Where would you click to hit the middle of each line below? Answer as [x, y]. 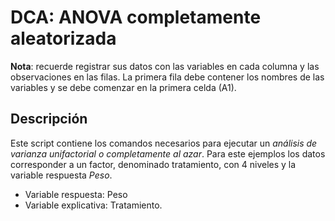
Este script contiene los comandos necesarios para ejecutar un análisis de [164, 143]
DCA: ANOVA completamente [136, 17]
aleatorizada [63, 38]
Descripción [49, 119]
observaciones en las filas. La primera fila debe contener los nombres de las [167, 77]
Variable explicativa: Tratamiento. [93, 205]
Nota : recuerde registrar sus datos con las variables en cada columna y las [165, 66]
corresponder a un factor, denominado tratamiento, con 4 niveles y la [153, 164]
